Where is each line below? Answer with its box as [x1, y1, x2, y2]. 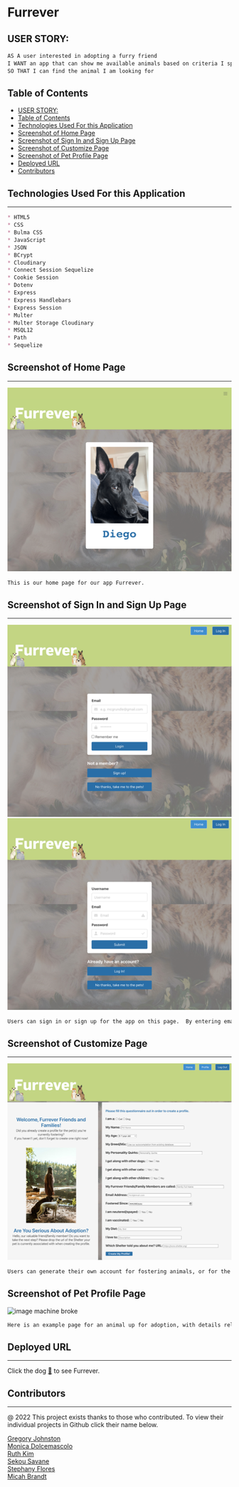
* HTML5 [7, 214, 31, 221]
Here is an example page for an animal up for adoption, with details [7, 1321, 221, 1329]
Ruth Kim [7, 1449, 34, 1458]
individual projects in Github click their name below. [7, 1421, 159, 1429]
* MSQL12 [7, 327, 33, 334]
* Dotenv [7, 282, 33, 289]
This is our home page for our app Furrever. [7, 579, 144, 586]
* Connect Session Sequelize [7, 267, 94, 274]
